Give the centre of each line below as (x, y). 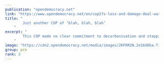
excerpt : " (16, 32)
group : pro (16, 50)
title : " (14, 18)
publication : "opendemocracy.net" (40, 9)
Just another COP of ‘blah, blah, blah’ (64, 23)
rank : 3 (13, 54)
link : (10, 14)
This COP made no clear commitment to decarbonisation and (84, 37)
